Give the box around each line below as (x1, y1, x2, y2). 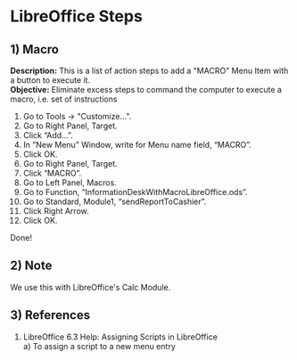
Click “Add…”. (22, 130, 74, 140)
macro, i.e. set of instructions (10, 94, 118, 104)
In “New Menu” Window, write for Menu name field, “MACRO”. (22, 140, 252, 150)
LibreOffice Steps (10, 6, 144, 27)
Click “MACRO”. (22, 168, 82, 178)
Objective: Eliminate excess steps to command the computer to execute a (10, 85, 282, 94)
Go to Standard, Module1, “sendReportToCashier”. (22, 196, 207, 207)
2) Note (10, 258, 53, 274)
